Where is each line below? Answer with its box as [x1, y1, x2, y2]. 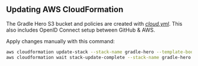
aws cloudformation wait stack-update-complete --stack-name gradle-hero [6, 54, 192, 60]
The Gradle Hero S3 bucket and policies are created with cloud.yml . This [6, 20, 183, 27]
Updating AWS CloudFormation [6, 5, 124, 15]
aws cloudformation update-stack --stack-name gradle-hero [6, 49, 154, 55]
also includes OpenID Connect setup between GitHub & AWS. [6, 26, 156, 33]
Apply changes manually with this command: [6, 37, 115, 44]
